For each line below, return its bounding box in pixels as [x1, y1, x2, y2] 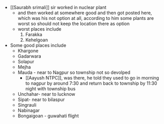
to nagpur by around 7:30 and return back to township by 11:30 [25, 80, 157, 86]
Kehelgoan [25, 37, 48, 43]
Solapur [17, 59, 35, 64]
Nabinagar [17, 107, 40, 113]
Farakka [25, 32, 42, 37]
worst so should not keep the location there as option [17, 20, 130, 27]
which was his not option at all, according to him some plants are [17, 15, 154, 21]
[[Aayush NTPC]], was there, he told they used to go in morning [25, 75, 159, 81]
